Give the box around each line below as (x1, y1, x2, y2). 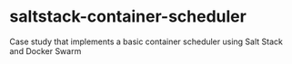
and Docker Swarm (9, 45, 82, 56)
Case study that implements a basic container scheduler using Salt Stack (9, 36, 284, 47)
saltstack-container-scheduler (9, 6, 247, 27)
